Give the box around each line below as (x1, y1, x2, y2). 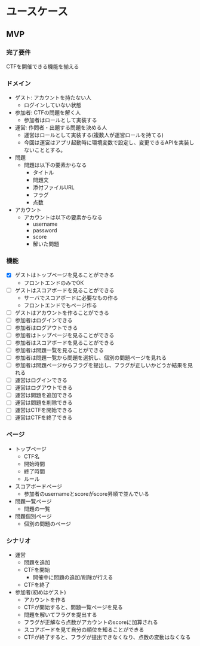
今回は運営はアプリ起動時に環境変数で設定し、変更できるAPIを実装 (23, 139, 189, 146)
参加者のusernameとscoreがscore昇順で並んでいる (23, 490, 149, 497)
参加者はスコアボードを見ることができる (14, 339, 115, 346)
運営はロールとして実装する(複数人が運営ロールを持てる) (23, 132, 164, 139)
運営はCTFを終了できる (14, 414, 73, 421)
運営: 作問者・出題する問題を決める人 (14, 124, 107, 131)
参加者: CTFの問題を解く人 (14, 109, 81, 116)
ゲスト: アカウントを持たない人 (14, 94, 91, 101)
